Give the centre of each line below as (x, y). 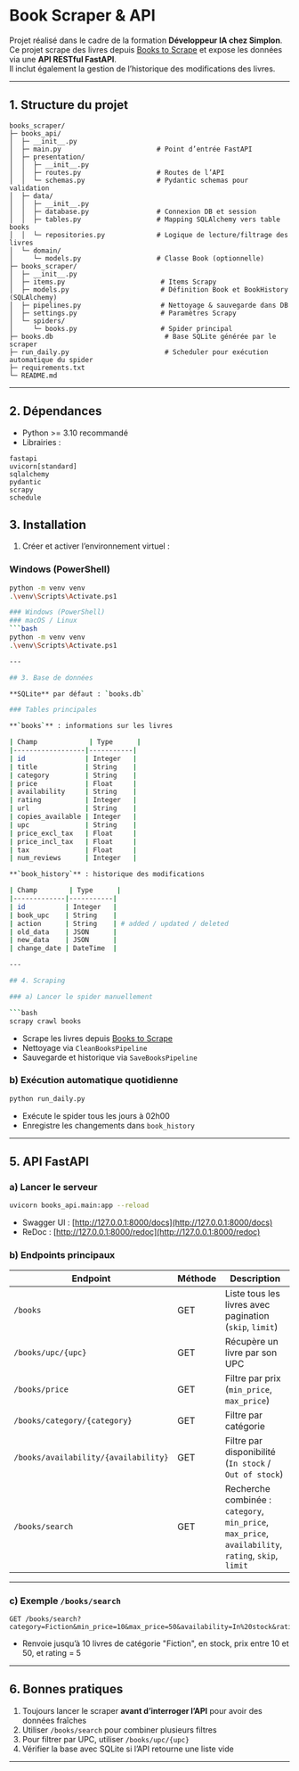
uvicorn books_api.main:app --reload (79, 1205)
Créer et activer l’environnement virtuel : (96, 546)
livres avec (248, 1304)
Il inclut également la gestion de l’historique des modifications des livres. (142, 69)
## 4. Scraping (37, 981)
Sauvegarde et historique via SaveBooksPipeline (109, 1057)
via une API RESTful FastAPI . (63, 59)
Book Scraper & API (82, 16)
